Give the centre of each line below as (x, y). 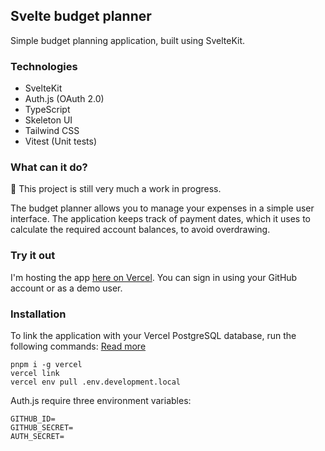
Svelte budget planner (81, 16)
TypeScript (47, 110)
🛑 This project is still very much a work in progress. (116, 189)
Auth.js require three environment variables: (101, 400)
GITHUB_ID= (33, 419)
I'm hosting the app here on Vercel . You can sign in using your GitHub (154, 277)
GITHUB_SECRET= (42, 428)
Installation (38, 314)
